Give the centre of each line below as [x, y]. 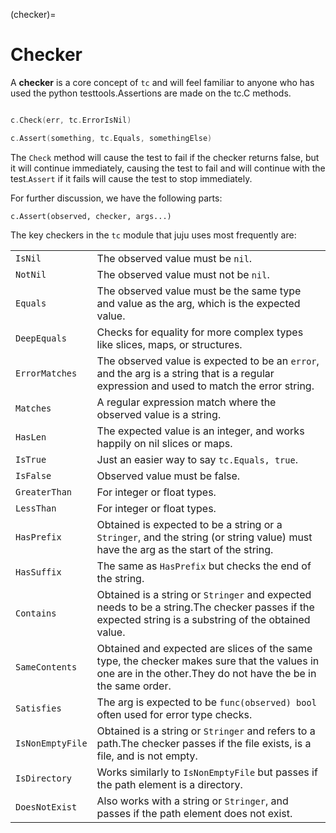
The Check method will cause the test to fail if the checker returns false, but [165, 157]
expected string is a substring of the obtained [203, 619]
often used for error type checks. [174, 714]
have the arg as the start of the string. [185, 549]
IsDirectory [44, 778]
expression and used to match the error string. [205, 386]
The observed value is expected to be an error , [208, 361]
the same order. [134, 686]
